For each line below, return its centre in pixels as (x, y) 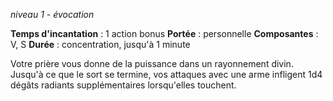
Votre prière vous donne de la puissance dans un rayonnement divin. (152, 63)
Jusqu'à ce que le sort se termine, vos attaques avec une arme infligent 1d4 (166, 74)
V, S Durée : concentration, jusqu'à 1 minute (100, 44)
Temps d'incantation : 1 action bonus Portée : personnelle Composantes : (164, 33)
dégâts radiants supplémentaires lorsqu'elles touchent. (123, 85)
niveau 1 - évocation (52, 14)
